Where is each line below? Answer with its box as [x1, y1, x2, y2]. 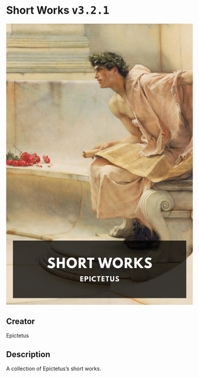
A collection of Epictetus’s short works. [6, 365, 102, 372]
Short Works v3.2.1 [6, 4, 110, 17]
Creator [6, 316, 36, 327]
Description [6, 349, 50, 360]
